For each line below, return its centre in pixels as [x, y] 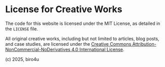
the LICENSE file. [22, 28]
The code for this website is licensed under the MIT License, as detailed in [83, 23]
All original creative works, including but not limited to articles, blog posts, [82, 39]
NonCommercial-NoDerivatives [38, 49]
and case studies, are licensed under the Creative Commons [68, 44]
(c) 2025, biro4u [22, 59]
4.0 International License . [98, 49]
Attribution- [145, 44]
